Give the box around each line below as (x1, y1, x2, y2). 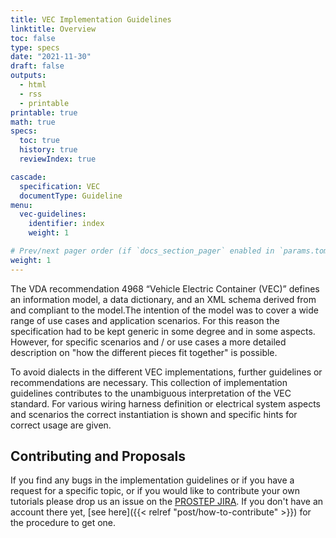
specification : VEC (19, 181, 101, 191)
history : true (19, 145, 78, 155)
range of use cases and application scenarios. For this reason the (10, 314, 280, 326)
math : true (10, 117, 56, 127)
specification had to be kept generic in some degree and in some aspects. (10, 325, 316, 337)
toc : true (19, 136, 60, 146)
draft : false (10, 61, 65, 71)
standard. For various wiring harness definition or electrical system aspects (10, 397, 322, 410)
